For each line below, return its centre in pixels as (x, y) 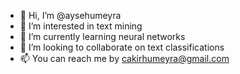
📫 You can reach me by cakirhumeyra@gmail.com (124, 58)
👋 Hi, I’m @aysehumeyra (70, 15)
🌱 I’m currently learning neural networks (102, 36)
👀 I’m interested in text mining (81, 26)
